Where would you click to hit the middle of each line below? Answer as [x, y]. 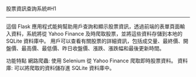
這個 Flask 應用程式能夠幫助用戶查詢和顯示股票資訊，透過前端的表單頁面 [93, 26]
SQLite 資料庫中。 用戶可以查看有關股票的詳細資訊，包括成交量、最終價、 [95, 41]
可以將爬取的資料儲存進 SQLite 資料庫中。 [64, 68]
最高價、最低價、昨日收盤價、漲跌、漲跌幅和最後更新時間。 [93, 48]
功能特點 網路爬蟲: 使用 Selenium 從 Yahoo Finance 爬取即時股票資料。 [91, 61]
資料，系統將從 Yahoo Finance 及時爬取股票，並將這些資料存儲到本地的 [97, 34]
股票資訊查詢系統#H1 [31, 8]
